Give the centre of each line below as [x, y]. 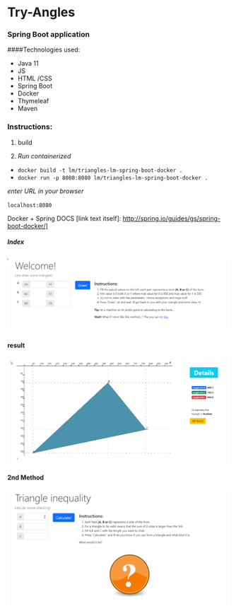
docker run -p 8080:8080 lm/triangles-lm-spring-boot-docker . [113, 178]
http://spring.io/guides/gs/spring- [172, 218]
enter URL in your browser [46, 191]
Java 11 [28, 64]
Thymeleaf [33, 101]
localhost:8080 [30, 205]
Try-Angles [41, 12]
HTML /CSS [35, 78]
